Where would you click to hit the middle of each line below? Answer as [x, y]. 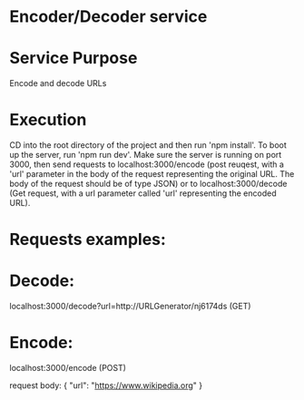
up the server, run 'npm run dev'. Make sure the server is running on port [146, 155]
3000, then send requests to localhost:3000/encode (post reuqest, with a [147, 164]
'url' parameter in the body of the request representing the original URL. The [152, 174]
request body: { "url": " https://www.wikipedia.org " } [106, 385]
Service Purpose [74, 59]
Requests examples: [88, 240]
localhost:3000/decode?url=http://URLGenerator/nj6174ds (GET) [130, 307]
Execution [48, 120]
